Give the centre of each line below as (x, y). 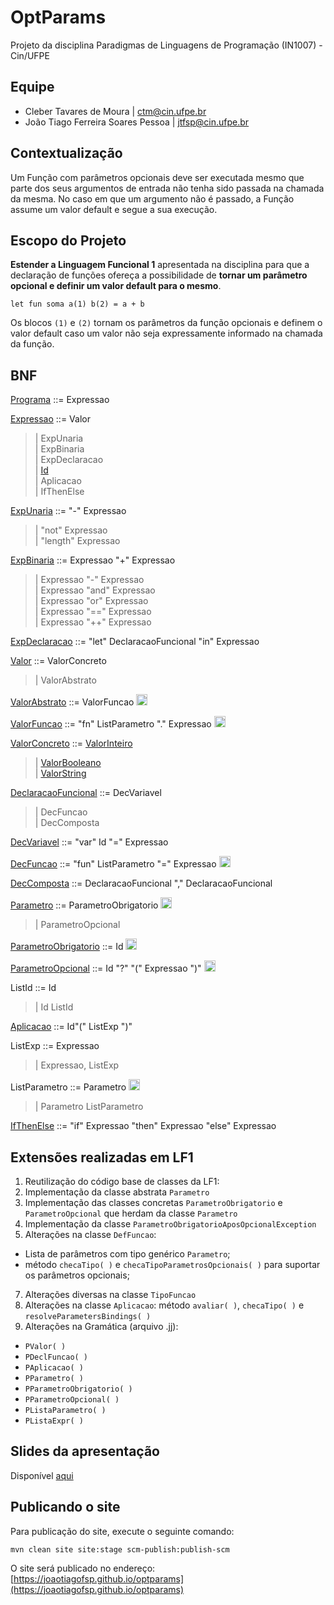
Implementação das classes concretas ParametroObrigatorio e (153, 1202)
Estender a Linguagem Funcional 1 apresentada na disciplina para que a (160, 265)
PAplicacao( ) (54, 1368)
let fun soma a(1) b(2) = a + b (77, 304)
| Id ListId (54, 1007)
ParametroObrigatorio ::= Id (67, 947)
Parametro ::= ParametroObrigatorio (84, 905)
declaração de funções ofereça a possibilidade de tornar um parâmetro (159, 275)
